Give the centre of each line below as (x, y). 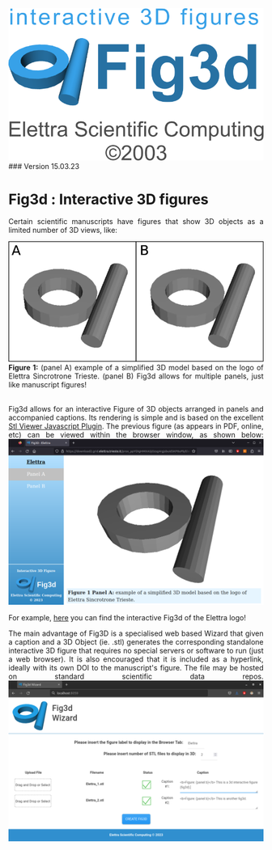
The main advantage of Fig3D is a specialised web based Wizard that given (136, 633)
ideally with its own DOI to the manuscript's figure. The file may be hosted (136, 667)
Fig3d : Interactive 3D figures (108, 199)
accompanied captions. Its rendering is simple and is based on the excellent (136, 418)
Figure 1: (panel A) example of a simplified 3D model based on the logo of (136, 368)
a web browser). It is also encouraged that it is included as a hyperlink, (136, 659)
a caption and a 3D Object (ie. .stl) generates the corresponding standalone (136, 641)
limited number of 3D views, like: (63, 230)
